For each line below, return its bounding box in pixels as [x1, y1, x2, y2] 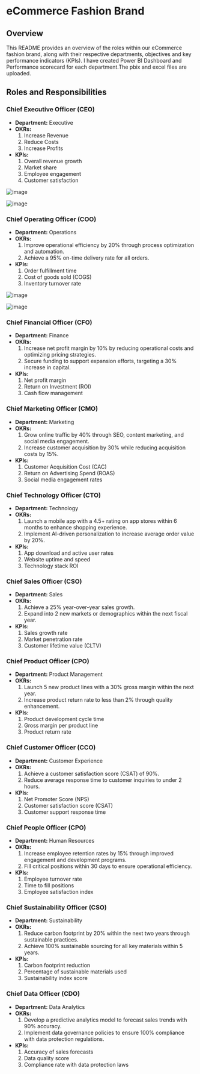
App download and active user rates [23, 549, 114, 557]
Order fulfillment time [23, 267, 77, 274]
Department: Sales [14, 591, 63, 598]
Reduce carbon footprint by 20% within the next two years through [23, 929, 190, 937]
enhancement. [23, 703, 60, 710]
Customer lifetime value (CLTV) [23, 642, 102, 649]
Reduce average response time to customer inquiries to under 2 [23, 776, 182, 784]
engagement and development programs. [23, 857, 127, 864]
